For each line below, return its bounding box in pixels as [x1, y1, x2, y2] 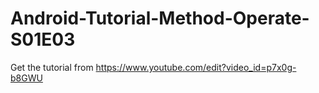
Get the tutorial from [10, 61, 94, 73]
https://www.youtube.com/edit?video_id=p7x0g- [95, 61, 297, 73]
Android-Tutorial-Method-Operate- [10, 7, 310, 30]
